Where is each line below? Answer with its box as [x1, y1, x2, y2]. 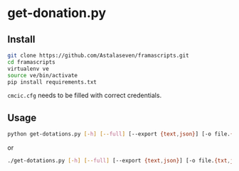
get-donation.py [7, 5, 107, 21]
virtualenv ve [7, 65, 50, 72]
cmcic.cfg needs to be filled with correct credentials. [7, 91, 162, 100]
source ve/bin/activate [7, 72, 78, 79]
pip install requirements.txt [7, 78, 97, 86]
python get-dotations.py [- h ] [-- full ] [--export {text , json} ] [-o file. [7, 131, 231, 138]
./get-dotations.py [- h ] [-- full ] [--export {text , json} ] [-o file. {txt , [7, 158, 231, 165]
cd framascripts [7, 58, 55, 65]
